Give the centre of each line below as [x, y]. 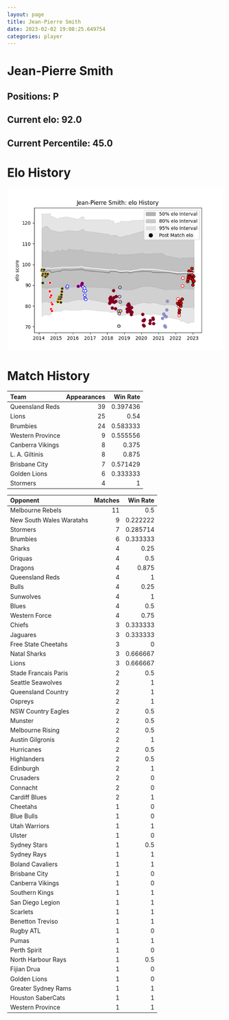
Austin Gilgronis [32, 740]
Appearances [86, 397]
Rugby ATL [25, 931]
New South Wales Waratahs [49, 520]
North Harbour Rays [38, 960]
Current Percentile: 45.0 [60, 143]
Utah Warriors [30, 825]
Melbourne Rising [35, 730]
